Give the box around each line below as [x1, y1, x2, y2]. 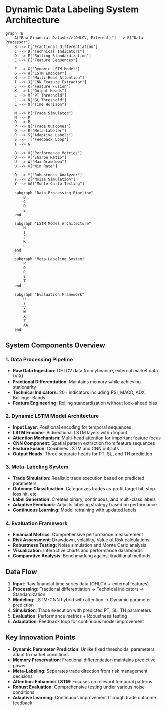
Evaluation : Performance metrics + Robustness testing [12, 613, 127, 619]
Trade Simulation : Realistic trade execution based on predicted [12, 475, 145, 481]
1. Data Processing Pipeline [5, 356, 73, 363]
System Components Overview [5, 341, 106, 350]
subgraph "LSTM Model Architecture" [14, 221, 92, 226]
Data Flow [5, 567, 37, 576]
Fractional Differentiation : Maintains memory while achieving [12, 378, 141, 385]
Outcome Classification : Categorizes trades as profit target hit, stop [12, 486, 155, 492]
